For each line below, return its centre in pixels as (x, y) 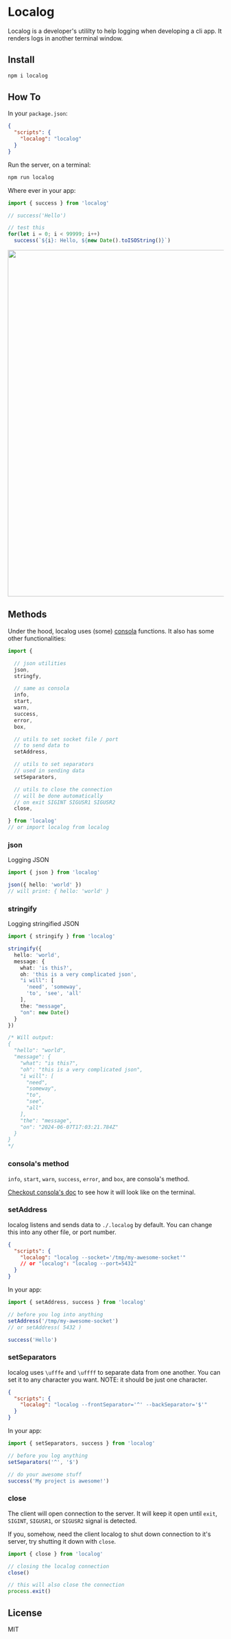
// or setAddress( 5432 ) (45, 1327)
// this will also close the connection (66, 1585)
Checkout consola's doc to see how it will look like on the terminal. (102, 1192)
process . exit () (29, 1592)
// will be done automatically (59, 796)
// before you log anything (48, 1456)
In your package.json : (38, 113)
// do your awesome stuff (45, 1474)
